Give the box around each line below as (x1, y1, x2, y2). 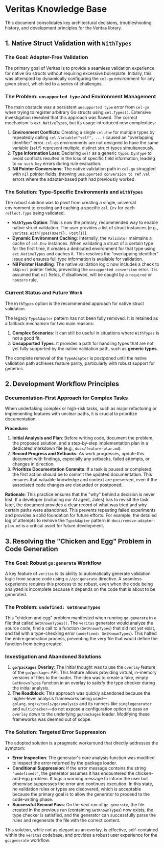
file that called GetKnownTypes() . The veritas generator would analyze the (5, 620, 153, 626)
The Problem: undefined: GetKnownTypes (5, 603, 101, 610)
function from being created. (5, 641, 63, 647)
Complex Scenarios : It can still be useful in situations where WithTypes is (12, 330, 160, 336)
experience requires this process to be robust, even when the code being (5, 581, 153, 587)
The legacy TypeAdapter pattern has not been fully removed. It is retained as (5, 315, 158, 321)
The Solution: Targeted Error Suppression (5, 729, 106, 736)
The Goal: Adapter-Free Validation (5, 54, 88, 61)
